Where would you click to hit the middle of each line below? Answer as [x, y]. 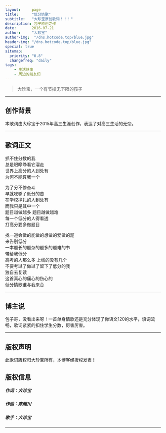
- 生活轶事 [24, 70]
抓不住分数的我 [20, 158]
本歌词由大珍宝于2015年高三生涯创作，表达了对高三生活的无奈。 [71, 123]
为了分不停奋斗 [20, 187]
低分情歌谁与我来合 [25, 284]
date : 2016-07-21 [30, 28]
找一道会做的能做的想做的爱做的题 [40, 235]
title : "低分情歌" [28, 14]
